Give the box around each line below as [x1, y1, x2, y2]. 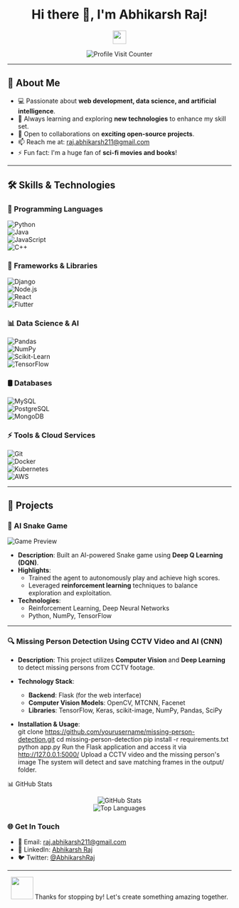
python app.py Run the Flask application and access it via [17, 742, 187, 751]
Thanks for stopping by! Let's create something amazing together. [34, 892, 229, 901]
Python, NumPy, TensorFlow [28, 612, 112, 620]
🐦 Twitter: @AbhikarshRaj [17, 853, 95, 862]
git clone [17, 727, 44, 736]
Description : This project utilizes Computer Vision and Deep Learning [17, 655, 225, 664]
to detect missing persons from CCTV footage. [17, 663, 155, 672]
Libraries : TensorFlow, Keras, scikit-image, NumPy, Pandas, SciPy [28, 706, 223, 715]
